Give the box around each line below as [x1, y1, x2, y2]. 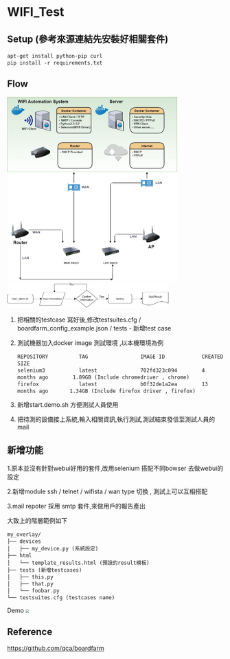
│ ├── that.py [7, 580, 54, 588]
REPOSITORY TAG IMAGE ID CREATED [16, 353, 224, 360]
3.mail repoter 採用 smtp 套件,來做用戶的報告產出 [7, 502, 146, 510]
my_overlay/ [7, 530, 41, 538]
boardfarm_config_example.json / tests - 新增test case [16, 324, 172, 332]
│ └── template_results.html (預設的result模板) [7, 559, 150, 566]
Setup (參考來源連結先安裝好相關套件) [7, 33, 169, 45]
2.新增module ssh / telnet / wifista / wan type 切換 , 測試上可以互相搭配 [7, 487, 208, 495]
